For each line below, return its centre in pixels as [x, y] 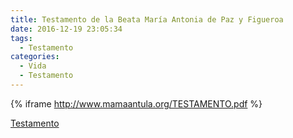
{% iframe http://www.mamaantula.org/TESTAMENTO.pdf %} [136, 103]
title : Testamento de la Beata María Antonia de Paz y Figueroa [147, 19]
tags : [21, 38]
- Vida [33, 66]
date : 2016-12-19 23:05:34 [66, 29]
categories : [35, 57]
